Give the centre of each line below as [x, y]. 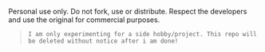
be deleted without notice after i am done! [103, 41]
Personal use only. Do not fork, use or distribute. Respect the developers [128, 11]
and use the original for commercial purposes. [84, 20]
